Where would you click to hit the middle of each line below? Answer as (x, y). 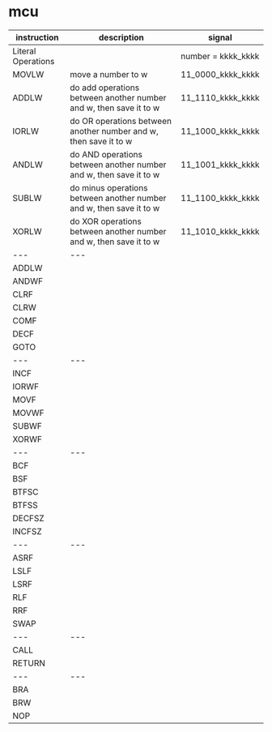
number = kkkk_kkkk (220, 56)
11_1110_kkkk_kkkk (220, 97)
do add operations (105, 88)
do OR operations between (121, 121)
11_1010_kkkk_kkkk (220, 231)
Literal (24, 51)
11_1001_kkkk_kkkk (220, 165)
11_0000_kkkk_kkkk (220, 74)
